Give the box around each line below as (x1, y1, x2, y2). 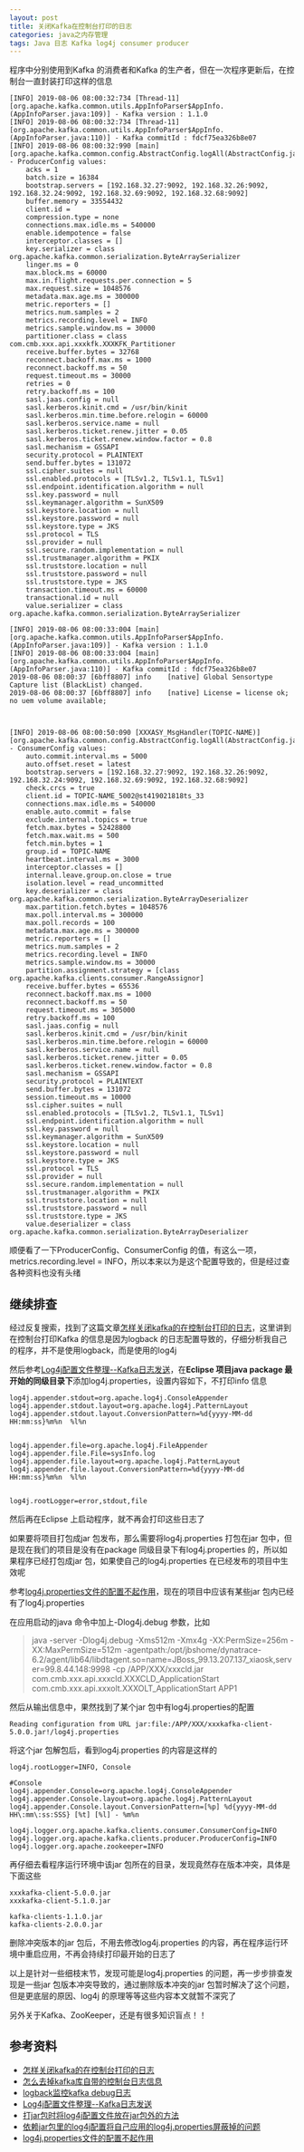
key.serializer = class (25, 245, 116, 254)
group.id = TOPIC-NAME (25, 847, 111, 856)
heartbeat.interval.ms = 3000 (25, 855, 140, 864)
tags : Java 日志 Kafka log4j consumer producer (9, 38, 190, 48)
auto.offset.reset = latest (25, 760, 131, 769)
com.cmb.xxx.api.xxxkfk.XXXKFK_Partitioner (9, 340, 176, 349)
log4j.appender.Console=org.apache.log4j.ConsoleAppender (9, 1787, 233, 1796)
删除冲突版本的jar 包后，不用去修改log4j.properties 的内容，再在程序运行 (9, 1937, 280, 1948)
